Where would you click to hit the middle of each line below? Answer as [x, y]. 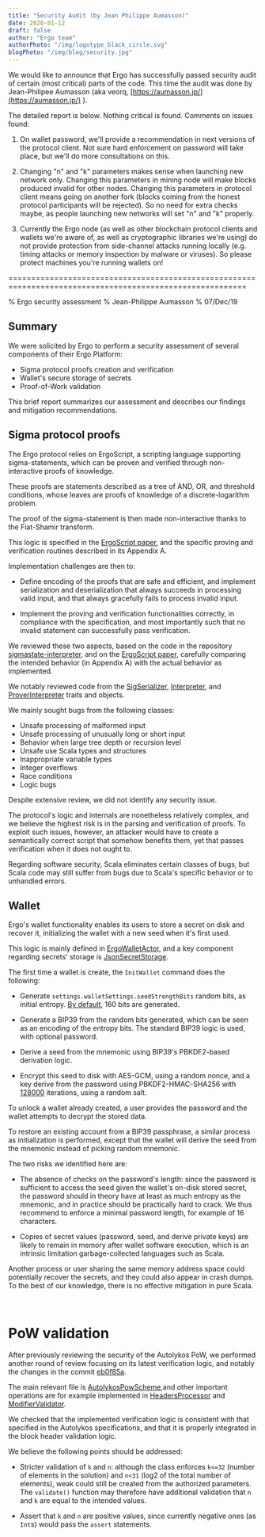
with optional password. [59, 1037]
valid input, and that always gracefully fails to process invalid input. [129, 598]
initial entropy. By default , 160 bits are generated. [100, 1005]
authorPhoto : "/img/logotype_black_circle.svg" [88, 45]
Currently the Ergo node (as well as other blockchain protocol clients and [138, 229]
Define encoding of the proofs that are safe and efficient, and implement [138, 581]
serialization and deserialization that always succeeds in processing [130, 589]
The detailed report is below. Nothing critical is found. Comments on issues [131, 115]
